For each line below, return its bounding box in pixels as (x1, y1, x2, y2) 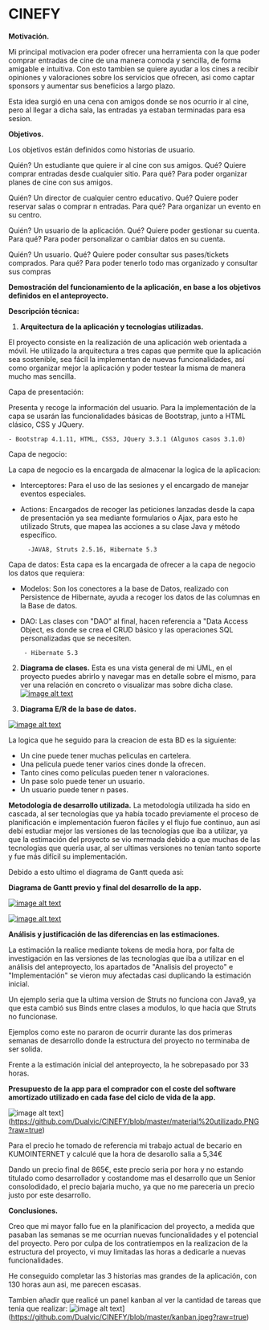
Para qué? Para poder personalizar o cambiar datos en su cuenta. (8, 234, 226, 243)
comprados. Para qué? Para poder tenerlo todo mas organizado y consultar (8, 258, 259, 267)
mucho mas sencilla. (8, 371, 76, 381)
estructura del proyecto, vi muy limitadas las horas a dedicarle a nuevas (8, 1247, 247, 1256)
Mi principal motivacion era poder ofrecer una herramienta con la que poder (8, 47, 261, 56)
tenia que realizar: (8, 1304, 68, 1313)
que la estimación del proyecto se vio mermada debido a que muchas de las (8, 834, 261, 844)
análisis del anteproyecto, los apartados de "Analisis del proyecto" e (8, 962, 234, 971)
